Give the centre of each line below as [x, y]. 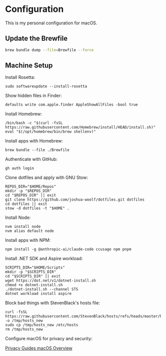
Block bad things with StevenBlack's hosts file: [53, 303]
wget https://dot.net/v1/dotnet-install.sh [51, 281]
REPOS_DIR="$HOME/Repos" [31, 187]
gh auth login [20, 168]
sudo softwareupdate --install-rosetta [46, 86]
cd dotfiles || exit [26, 204]
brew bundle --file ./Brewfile [37, 150]
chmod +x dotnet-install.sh [34, 285]
